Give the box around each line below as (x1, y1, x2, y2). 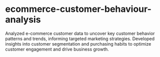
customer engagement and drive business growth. (5, 46, 109, 52)
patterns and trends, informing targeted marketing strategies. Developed (5, 36, 155, 42)
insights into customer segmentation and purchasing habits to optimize (5, 41, 151, 47)
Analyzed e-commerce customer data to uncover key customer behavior (5, 30, 155, 36)
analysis (5, 14, 41, 25)
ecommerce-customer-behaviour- (5, 3, 151, 15)
